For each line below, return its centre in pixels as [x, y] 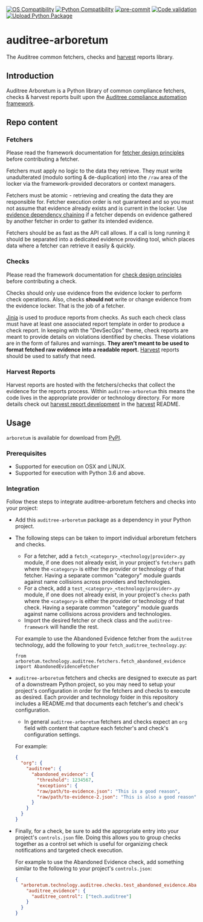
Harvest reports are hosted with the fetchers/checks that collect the [91, 385]
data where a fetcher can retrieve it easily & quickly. [71, 246]
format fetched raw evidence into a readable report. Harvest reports [93, 349]
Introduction [30, 76]
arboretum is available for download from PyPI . [64, 437]
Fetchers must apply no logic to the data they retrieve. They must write [95, 171]
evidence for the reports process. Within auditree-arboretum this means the [101, 391]
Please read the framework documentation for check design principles [94, 275]
